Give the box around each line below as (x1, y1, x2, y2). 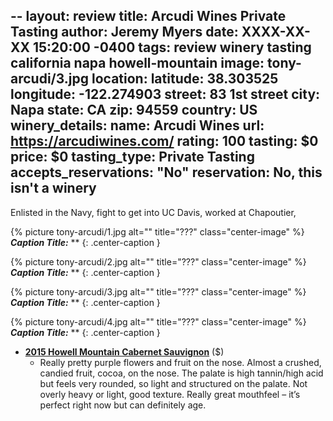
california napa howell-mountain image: (10, 55, 265, 72)
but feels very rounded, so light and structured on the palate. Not (39, 377, 308, 389)
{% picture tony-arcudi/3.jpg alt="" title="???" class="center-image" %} (10, 285, 307, 298)
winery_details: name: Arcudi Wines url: (10, 117, 265, 134)
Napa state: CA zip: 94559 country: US (10, 102, 258, 119)
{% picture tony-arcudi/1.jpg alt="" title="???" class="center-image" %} (10, 225, 305, 238)
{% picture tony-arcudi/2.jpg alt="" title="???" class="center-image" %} (10, 255, 307, 268)
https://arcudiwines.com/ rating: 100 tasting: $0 (10, 133, 319, 150)
